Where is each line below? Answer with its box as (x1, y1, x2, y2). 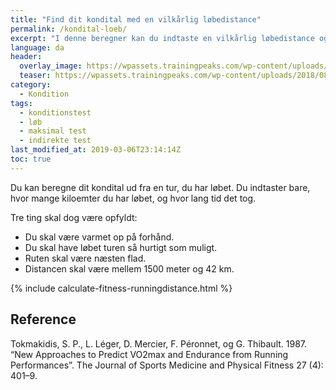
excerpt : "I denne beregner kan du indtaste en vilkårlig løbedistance (10, 33, 315, 43)
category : (10, 80, 52, 90)
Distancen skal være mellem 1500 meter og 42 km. (24, 262, 235, 275)
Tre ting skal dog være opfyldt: (10, 211, 138, 223)
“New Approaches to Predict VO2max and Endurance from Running (10, 348, 289, 360)
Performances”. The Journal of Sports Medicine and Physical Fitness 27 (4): (10, 359, 324, 371)
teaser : (19, 71, 52, 81)
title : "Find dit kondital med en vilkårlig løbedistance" (10, 14, 262, 25)
